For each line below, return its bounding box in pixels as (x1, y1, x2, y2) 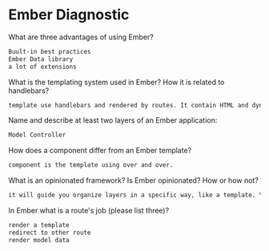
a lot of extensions (8, 63, 78, 71)
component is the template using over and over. (8, 161, 174, 169)
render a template (8, 221, 70, 229)
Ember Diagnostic (8, 6, 130, 24)
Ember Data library (8, 55, 74, 63)
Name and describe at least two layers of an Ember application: (8, 115, 218, 125)
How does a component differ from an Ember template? (8, 146, 192, 156)
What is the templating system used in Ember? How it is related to (8, 77, 225, 87)
